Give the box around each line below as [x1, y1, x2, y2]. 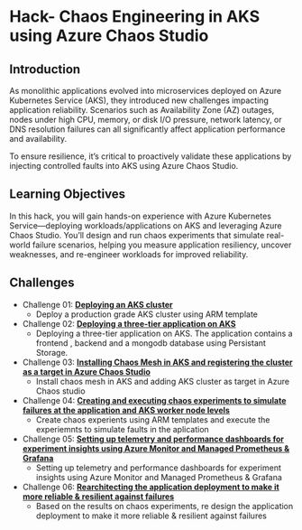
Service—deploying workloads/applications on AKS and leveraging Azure [9, 219, 282, 231]
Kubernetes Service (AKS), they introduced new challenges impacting [9, 95, 269, 106]
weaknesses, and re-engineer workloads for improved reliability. [9, 248, 249, 259]
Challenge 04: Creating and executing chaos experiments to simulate [22, 395, 287, 405]
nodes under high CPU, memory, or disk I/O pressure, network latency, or [9, 115, 282, 125]
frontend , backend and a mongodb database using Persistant [35, 337, 266, 349]
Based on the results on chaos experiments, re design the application [35, 500, 294, 511]
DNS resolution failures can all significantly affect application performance [9, 124, 286, 135]
